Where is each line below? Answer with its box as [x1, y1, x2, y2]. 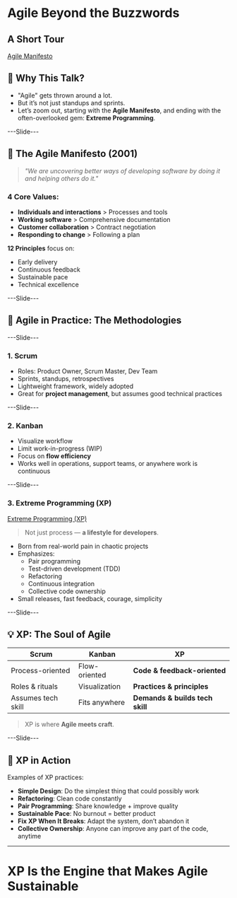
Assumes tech [11, 693, 59, 703]
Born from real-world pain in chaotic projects [17, 542, 149, 550]
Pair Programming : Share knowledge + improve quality [17, 802, 178, 810]
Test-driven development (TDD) [28, 564, 121, 573]
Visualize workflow [17, 437, 73, 445]
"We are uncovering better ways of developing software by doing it [24, 166, 221, 175]
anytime [17, 832, 42, 841]
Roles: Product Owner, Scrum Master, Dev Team [17, 367, 158, 375]
